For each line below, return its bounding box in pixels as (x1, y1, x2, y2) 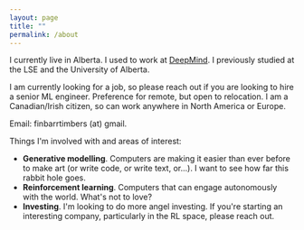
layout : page (9, 13, 59, 23)
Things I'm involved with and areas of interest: (9, 136, 182, 147)
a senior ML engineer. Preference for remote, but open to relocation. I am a (9, 91, 289, 102)
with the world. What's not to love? (22, 191, 152, 203)
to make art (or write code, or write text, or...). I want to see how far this (22, 163, 290, 174)
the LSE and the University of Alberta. (9, 64, 150, 75)
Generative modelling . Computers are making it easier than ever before (22, 153, 291, 164)
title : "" (9, 22, 47, 31)
